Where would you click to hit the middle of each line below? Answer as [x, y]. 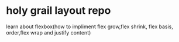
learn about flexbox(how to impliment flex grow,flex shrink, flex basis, [90, 26]
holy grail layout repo [58, 11]
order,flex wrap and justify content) [49, 32]
